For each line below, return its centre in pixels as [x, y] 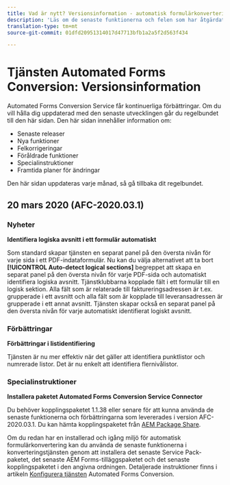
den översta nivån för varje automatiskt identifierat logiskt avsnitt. [100, 311]
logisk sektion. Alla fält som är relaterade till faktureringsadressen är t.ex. [110, 289]
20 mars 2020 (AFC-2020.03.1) [76, 205]
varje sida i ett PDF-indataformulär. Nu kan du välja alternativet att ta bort [110, 260]
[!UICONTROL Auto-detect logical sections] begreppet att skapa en [104, 267]
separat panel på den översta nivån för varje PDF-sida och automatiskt [107, 274]
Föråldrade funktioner [48, 156]
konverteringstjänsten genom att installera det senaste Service [95, 452]
